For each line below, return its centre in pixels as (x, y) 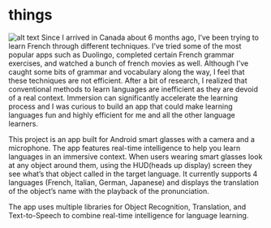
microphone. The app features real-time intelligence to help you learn (125, 148)
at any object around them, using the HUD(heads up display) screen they (131, 165)
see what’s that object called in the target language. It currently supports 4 (133, 174)
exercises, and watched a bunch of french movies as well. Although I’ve (129, 63)
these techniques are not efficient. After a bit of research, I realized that (128, 80)
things (30, 15)
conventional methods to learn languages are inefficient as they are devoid (133, 89)
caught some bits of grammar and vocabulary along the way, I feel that (127, 71)
